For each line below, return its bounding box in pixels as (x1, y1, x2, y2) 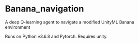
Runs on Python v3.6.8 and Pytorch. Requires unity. (5, 33, 108, 39)
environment (5, 24, 31, 30)
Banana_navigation (5, 3, 84, 14)
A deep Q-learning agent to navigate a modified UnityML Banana (5, 19, 135, 25)
